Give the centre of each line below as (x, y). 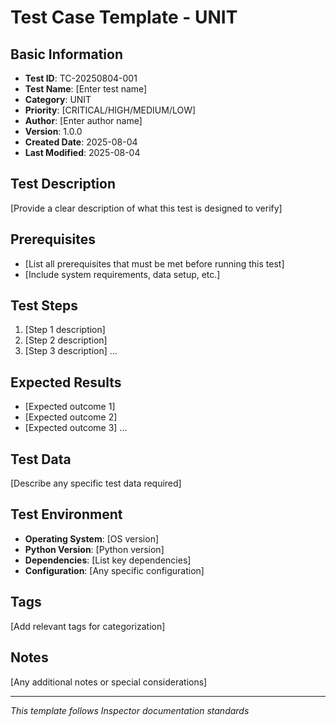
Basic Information (67, 54)
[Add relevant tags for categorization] (88, 626)
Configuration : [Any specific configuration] (114, 570)
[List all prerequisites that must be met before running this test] (154, 263)
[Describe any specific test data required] (96, 483)
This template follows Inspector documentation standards (130, 710)
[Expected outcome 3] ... (76, 428)
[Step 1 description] (65, 330)
